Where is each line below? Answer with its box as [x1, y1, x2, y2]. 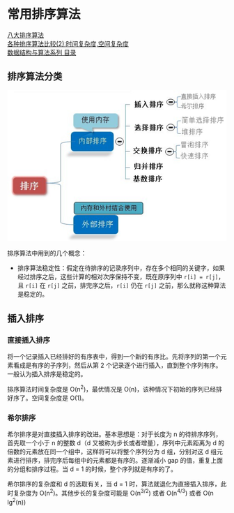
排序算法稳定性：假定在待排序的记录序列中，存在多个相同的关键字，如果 [17, 264, 225, 272]
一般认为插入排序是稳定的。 [7, 369, 87, 378]
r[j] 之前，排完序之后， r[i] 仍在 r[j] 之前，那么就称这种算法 [47, 281, 226, 290]
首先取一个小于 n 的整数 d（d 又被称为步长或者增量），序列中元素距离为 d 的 [7, 438, 225, 447]
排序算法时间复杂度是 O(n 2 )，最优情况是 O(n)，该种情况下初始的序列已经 [7, 383, 217, 393]
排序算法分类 [7, 70, 63, 82]
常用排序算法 [7, 6, 81, 22]
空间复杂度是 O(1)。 [31, 394, 88, 402]
